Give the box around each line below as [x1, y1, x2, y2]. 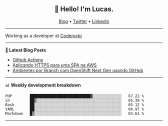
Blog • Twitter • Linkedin [58, 18, 109, 24]
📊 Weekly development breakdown [5, 82, 81, 88]
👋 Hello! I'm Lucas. [54, 5, 114, 13]
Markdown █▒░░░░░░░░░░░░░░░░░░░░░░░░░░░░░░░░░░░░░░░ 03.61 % [5, 111, 144, 116]
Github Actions [12, 56, 43, 62]
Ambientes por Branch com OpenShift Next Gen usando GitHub [12, 67, 143, 73]
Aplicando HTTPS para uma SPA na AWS [12, 62, 97, 68]
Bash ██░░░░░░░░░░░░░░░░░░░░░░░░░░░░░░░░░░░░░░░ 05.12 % [5, 102, 144, 107]
